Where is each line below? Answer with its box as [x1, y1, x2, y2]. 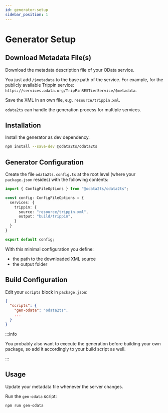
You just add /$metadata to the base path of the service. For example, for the [5, 76, 163, 83]
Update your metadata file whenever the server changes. [5, 383, 123, 389]
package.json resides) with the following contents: [5, 176, 109, 182]
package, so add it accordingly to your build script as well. [5, 346, 126, 352]
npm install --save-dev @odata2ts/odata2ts [5, 144, 98, 149]
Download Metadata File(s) [5, 54, 92, 62]
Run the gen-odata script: [5, 393, 57, 399]
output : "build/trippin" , [18, 214, 73, 219]
